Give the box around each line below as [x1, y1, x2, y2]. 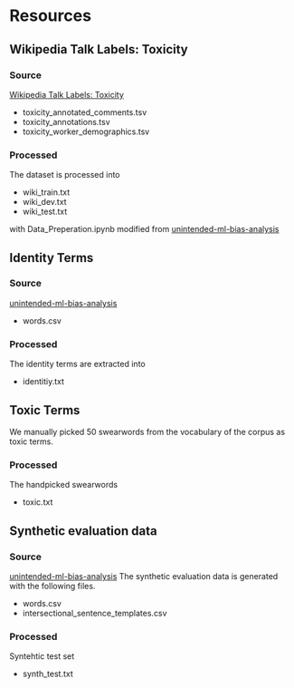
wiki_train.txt [22, 187, 71, 198]
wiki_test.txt [22, 206, 68, 218]
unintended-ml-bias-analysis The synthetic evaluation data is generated [9, 570, 279, 581]
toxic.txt [22, 497, 53, 508]
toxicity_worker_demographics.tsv [22, 126, 150, 137]
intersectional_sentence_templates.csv [22, 607, 167, 618]
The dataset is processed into [9, 170, 120, 180]
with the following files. [9, 580, 96, 591]
